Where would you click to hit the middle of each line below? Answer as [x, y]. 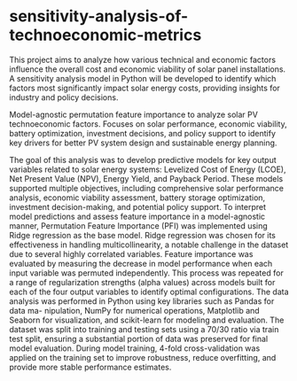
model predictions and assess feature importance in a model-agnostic [137, 216]
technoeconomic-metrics [106, 35]
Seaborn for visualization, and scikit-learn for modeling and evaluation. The [147, 320]
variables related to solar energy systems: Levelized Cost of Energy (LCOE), [148, 169]
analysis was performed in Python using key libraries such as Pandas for [142, 301]
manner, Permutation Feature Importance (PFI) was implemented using [138, 225]
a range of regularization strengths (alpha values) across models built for [142, 282]
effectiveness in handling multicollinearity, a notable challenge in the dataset [149, 245]
